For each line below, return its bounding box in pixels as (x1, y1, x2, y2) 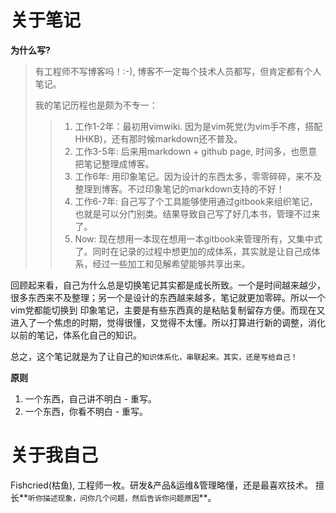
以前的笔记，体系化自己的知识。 (10, 329, 142, 341)
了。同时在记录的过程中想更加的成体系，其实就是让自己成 (74, 245, 312, 257)
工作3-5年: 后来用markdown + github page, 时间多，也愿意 (74, 145, 318, 157)
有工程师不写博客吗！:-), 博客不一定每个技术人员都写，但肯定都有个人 (34, 65, 322, 77)
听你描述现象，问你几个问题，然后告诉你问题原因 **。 (28, 491, 217, 503)
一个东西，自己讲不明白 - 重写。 (24, 392, 158, 405)
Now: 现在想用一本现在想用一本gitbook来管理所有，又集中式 (74, 232, 323, 245)
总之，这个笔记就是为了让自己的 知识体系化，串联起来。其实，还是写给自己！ (10, 350, 298, 362)
